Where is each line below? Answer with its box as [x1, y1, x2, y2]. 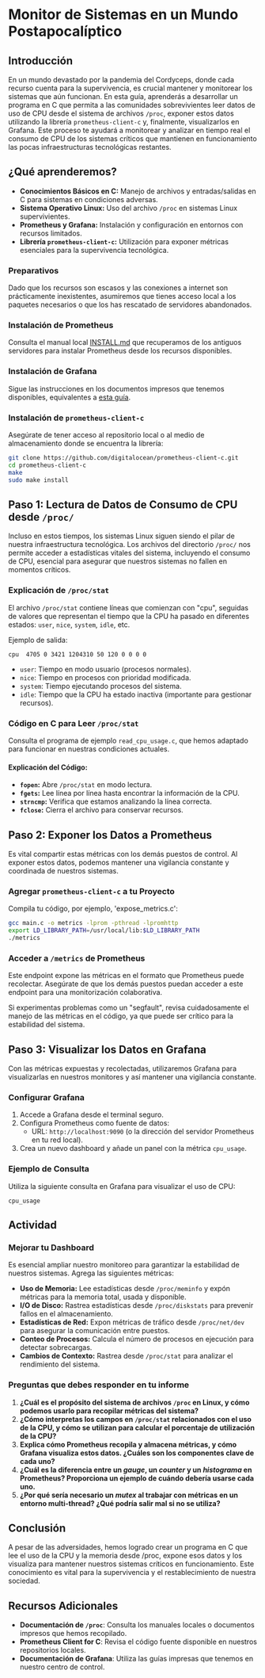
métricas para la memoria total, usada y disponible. [19, 1292, 187, 1302]
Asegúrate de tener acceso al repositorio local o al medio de [8, 430, 205, 439]
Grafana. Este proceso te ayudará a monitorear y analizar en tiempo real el [8, 125, 251, 135]
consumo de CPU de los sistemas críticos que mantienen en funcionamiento [8, 134, 257, 143]
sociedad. [8, 1576, 41, 1586]
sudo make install [8, 476, 69, 484]
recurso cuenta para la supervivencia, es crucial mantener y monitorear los [8, 83, 253, 93]
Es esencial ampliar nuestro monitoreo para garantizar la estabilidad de [8, 1260, 240, 1270]
